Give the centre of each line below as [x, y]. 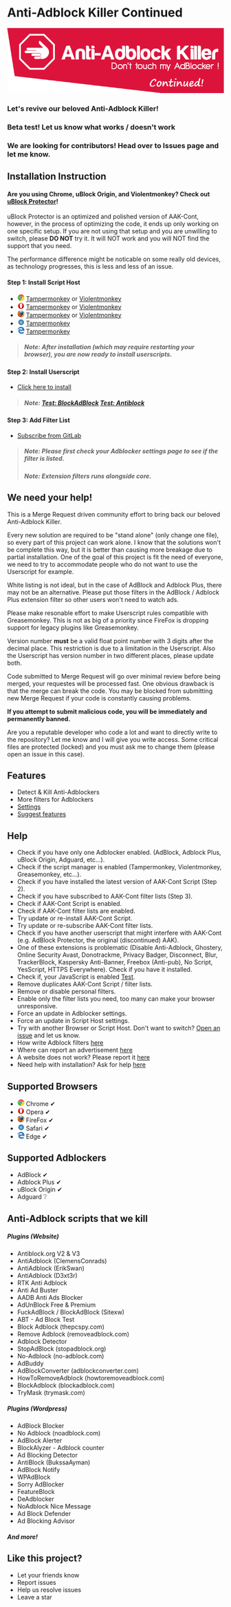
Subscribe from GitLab [49, 435]
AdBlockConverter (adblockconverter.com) [78, 1371]
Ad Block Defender [44, 1514]
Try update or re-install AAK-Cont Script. [75, 918]
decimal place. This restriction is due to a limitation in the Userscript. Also [111, 648]
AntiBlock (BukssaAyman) [54, 1462]
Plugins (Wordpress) [37, 1408]
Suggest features [42, 814]
